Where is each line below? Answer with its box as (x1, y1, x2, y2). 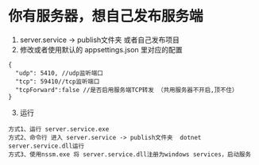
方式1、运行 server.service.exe (8, 125, 110, 133)
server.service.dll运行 (8, 142, 85, 150)
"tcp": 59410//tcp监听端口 (15, 77, 100, 86)
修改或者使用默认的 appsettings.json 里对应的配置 (19, 44, 183, 54)
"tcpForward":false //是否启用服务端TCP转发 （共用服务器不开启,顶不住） (15, 86, 238, 94)
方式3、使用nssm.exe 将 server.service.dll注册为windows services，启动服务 (8, 150, 252, 159)
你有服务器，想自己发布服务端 (8, 7, 204, 25)
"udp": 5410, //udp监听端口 (15, 69, 103, 77)
